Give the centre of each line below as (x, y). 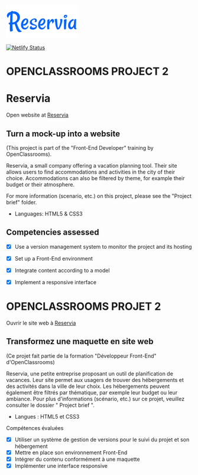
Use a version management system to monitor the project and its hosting (103, 246)
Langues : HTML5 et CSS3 (47, 416)
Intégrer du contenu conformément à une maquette (77, 459)
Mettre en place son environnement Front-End (71, 452)
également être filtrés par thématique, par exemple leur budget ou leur (92, 392)
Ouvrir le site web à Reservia (41, 323)
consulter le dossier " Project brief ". (50, 405)
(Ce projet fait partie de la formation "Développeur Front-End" (81, 356)
